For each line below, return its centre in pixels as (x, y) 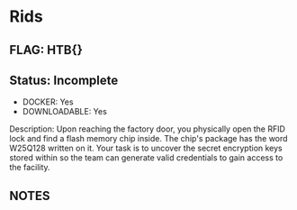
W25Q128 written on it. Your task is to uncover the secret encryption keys (146, 148)
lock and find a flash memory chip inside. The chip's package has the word (148, 139)
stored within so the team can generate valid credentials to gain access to (146, 158)
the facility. (30, 168)
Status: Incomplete (64, 80)
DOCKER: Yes (48, 102)
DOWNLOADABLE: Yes (65, 112)
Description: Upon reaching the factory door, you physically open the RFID (148, 129)
